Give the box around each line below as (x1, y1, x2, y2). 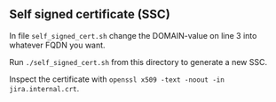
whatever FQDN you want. (9, 40, 106, 50)
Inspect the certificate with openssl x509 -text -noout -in (9, 74, 225, 84)
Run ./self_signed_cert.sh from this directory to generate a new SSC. (9, 56, 268, 67)
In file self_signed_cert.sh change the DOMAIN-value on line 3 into (9, 30, 257, 40)
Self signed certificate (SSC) (9, 7, 170, 22)
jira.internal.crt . (9, 83, 80, 93)
